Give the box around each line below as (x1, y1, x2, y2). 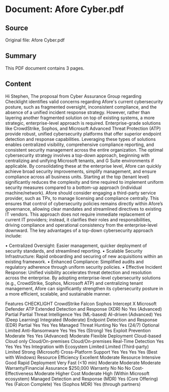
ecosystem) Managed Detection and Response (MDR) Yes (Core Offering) (5, 375, 158, 382)
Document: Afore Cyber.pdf (5, 4, 124, 15)
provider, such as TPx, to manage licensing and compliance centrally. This (5, 195, 159, 201)
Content (5, 80, 32, 88)
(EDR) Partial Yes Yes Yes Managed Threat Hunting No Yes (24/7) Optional (5, 322, 159, 328)
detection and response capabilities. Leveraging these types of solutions (5, 136, 156, 142)
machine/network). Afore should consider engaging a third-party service (5, 189, 156, 195)
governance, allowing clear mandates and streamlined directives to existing (5, 206, 162, 212)
